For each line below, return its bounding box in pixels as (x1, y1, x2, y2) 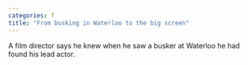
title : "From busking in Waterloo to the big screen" (8, 19, 190, 27)
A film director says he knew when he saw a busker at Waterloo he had (8, 40, 240, 50)
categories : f (8, 11, 55, 20)
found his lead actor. (8, 49, 75, 59)
